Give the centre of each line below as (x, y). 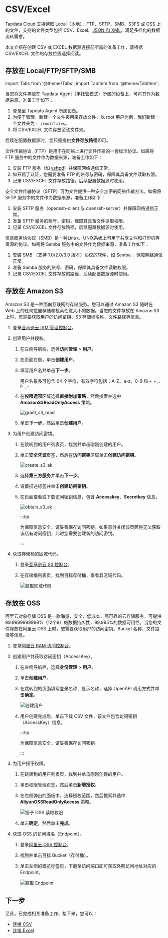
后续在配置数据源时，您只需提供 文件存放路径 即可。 (58, 140)
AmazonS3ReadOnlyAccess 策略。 (57, 402)
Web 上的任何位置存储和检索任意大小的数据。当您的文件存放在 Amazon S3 (82, 310)
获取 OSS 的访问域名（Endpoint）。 (48, 834)
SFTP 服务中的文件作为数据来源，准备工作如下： (55, 197)
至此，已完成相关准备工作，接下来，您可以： (51, 914)
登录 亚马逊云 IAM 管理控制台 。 (44, 327)
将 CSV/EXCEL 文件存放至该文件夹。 (50, 129)
